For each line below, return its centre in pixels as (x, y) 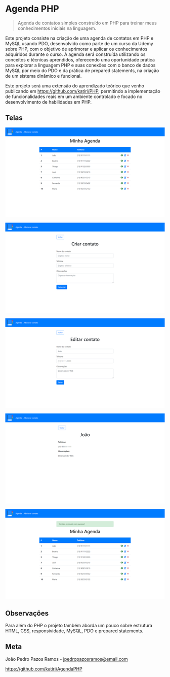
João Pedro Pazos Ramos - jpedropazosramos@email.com (67, 659)
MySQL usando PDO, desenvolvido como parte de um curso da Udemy (79, 43)
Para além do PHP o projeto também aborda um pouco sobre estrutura (79, 626)
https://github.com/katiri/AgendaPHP (44, 669)
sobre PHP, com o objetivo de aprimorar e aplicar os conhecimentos (76, 49)
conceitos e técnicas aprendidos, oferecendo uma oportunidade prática (80, 59)
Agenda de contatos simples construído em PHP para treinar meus (87, 23)
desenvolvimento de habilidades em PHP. (49, 102)
